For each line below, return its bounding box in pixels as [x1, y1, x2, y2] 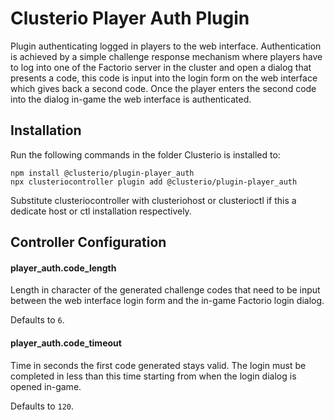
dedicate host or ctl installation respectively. [10, 205, 192, 217]
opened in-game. [10, 380, 82, 392]
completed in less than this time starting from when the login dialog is [10, 370, 297, 382]
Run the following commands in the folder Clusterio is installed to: [10, 148, 281, 161]
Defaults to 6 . [10, 314, 65, 326]
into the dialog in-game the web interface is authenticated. [10, 93, 252, 105]
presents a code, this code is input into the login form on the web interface [10, 72, 318, 84]
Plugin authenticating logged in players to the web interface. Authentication [10, 40, 322, 52]
